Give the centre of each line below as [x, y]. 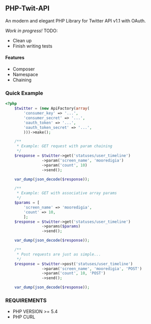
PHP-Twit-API [27, 8]
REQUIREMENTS [26, 300]
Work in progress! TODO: [32, 31]
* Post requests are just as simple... [59, 254]
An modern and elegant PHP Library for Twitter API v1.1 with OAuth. [75, 20]
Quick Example [24, 93]
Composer [24, 69]
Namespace [25, 75]
